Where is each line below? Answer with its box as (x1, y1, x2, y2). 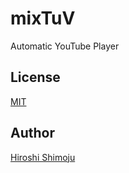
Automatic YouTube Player (10, 40, 120, 52)
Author (10, 125, 55, 142)
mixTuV (10, 7, 76, 30)
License (10, 69, 61, 86)
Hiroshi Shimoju (10, 151, 76, 163)
